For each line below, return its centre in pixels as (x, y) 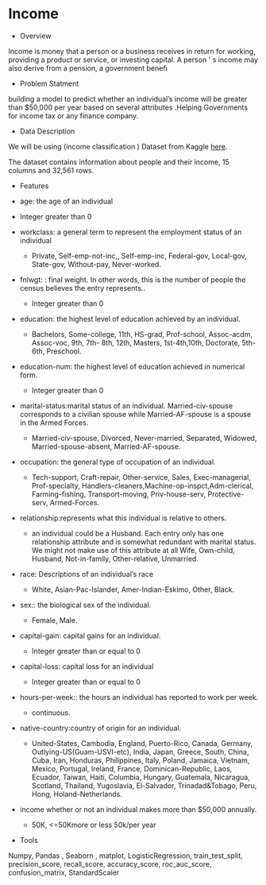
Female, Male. (54, 620)
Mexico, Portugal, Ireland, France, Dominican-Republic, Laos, (132, 768)
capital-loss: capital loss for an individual (87, 666)
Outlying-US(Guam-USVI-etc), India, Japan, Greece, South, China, (140, 752)
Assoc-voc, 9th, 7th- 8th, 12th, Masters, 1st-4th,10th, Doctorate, (136, 342)
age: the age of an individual (66, 201)
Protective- (226, 494)
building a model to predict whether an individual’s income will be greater (128, 99)
